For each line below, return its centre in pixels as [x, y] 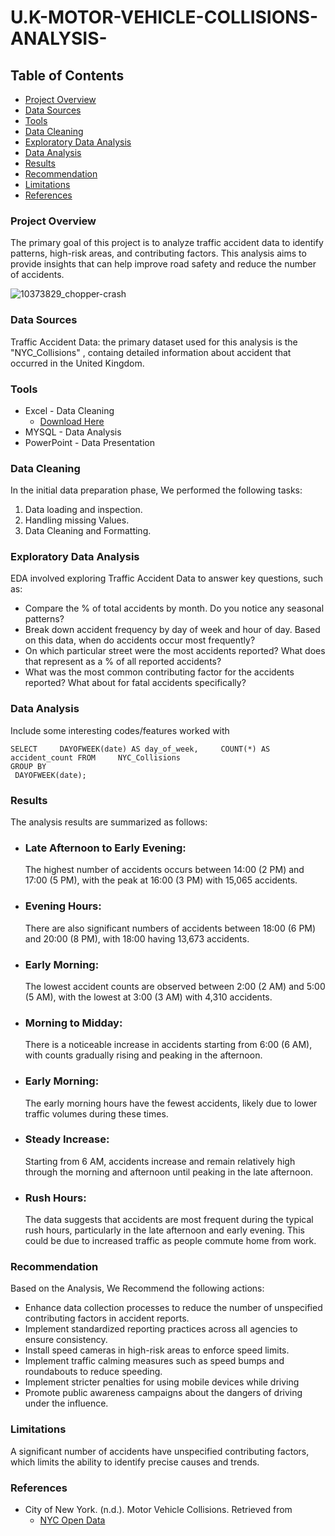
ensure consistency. [66, 1340]
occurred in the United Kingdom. [77, 363]
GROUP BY [28, 766]
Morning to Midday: [73, 1023]
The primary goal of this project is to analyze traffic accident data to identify [167, 243]
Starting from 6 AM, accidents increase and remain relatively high [160, 1161]
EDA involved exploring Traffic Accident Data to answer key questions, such [167, 578]
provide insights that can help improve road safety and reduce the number [163, 264]
